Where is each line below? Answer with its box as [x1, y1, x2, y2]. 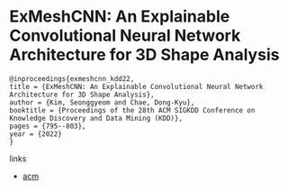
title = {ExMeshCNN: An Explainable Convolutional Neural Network [9, 82, 264, 91]
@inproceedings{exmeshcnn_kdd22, [9, 74, 135, 83]
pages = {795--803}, [9, 122, 87, 131]
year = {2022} [9, 129, 63, 139]
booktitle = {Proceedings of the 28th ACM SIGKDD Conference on [9, 105, 256, 114]
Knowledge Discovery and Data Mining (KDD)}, [9, 113, 183, 122]
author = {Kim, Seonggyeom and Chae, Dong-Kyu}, [9, 97, 195, 107]
